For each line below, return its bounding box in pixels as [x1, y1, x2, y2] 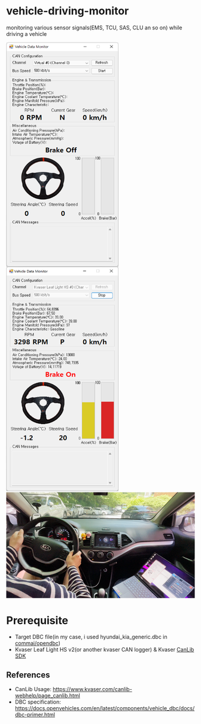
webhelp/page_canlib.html [14, 692, 81, 699]
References [6, 670, 50, 680]
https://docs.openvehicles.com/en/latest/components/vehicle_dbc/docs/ [14, 705, 195, 712]
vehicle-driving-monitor [6, 4, 129, 18]
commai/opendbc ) [14, 640, 61, 647]
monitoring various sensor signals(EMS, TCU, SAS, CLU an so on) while [6, 24, 182, 31]
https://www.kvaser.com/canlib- [53, 686, 133, 693]
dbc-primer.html [14, 711, 56, 719]
